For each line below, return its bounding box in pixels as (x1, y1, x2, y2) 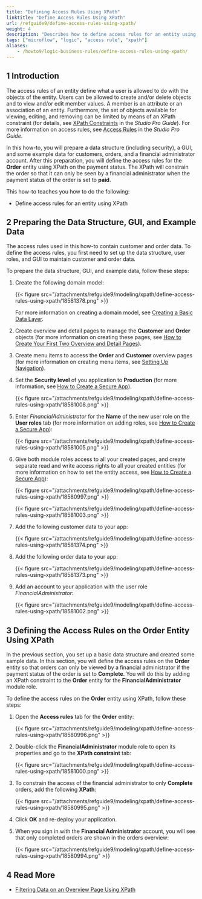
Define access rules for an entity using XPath (15, 200, 128, 207)
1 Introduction (6, 71, 59, 81)
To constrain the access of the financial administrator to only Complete (15, 779, 193, 787)
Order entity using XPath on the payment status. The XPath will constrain (6, 163, 189, 170)
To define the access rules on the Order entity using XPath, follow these (6, 695, 186, 702)
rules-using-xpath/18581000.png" (15, 768, 100, 775)
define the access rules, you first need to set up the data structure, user (6, 249, 186, 257)
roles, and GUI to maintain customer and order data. (6, 255, 136, 263)
